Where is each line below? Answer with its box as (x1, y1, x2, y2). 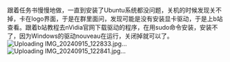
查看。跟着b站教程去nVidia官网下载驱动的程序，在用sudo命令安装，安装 (7, 23, 212, 31)
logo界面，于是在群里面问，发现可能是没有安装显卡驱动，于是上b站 (30, 14, 223, 23)
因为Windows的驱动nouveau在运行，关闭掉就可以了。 (19, 32, 173, 40)
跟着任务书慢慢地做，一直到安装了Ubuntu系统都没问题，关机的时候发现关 (7, 6, 216, 14)
